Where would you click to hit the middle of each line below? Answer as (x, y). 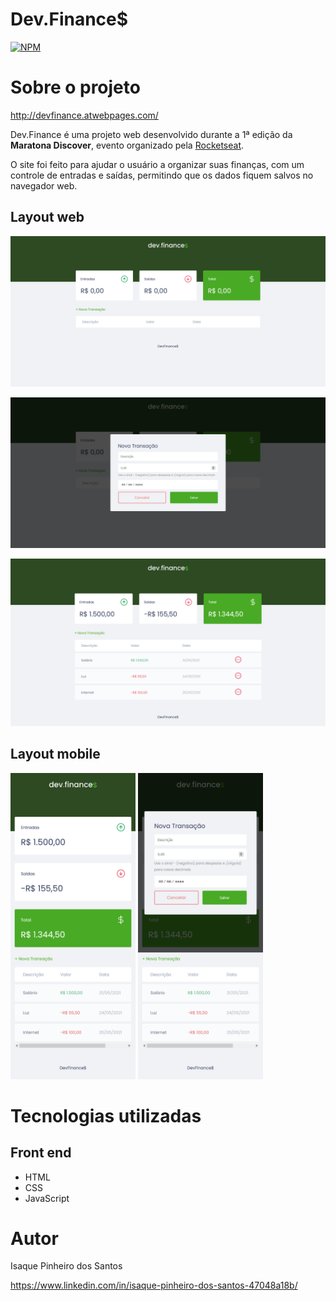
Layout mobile (55, 754)
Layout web (47, 217)
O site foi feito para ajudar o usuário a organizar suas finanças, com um (157, 164)
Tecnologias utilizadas (106, 1115)
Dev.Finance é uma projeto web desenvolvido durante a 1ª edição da (151, 134)
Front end (41, 1153)
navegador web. (44, 185)
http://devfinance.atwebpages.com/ (84, 115)
